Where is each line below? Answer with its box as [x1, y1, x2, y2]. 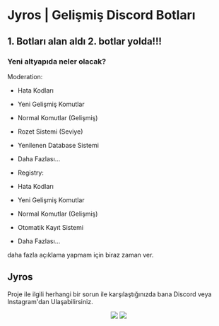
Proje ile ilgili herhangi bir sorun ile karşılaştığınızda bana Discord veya [7, 290, 212, 298]
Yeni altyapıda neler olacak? [7, 57, 107, 66]
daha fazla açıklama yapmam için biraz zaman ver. [7, 250, 154, 259]
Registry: [17, 168, 45, 177]
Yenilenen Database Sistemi [17, 141, 99, 149]
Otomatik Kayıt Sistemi [17, 223, 83, 231]
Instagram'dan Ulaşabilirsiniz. [7, 297, 93, 305]
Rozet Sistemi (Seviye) [17, 127, 83, 136]
